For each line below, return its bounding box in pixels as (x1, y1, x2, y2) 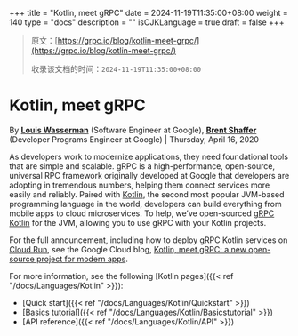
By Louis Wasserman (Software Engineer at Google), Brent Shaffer (9, 124, 257, 135)
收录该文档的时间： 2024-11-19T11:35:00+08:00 (30, 64, 202, 74)
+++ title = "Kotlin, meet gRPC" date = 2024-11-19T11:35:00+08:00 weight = (9, 8, 289, 18)
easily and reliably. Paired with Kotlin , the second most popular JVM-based (9, 188, 285, 199)
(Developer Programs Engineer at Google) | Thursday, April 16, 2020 (9, 133, 260, 145)
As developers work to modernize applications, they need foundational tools (9, 151, 289, 162)
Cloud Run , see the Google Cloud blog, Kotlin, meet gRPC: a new (9, 244, 247, 254)
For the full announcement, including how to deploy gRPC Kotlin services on (9, 235, 288, 245)
